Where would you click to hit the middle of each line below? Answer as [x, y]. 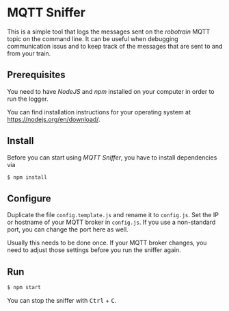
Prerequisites [36, 75]
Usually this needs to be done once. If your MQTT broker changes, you [107, 243]
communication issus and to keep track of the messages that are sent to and [115, 46]
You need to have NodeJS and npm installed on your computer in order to [111, 91]
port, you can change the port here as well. [68, 229]
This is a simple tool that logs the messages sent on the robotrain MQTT [109, 32]
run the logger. [28, 99]
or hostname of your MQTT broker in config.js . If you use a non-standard [111, 222]
